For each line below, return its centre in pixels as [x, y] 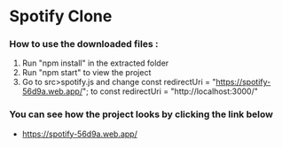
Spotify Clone [61, 16]
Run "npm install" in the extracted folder [95, 63]
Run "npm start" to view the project [86, 73]
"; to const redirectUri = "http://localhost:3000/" [170, 91]
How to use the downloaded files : [84, 44]
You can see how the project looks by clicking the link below [141, 114]
